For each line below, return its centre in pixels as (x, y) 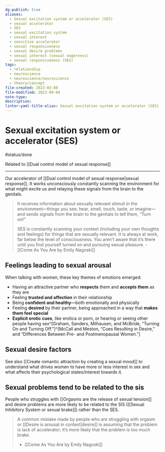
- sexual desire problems (36, 51)
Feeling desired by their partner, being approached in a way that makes (85, 308)
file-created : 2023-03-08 (31, 88)
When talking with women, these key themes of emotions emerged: (73, 277)
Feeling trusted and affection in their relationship (62, 297)
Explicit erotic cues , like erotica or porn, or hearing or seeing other (80, 318)
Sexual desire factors (38, 350)
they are (21, 292)
